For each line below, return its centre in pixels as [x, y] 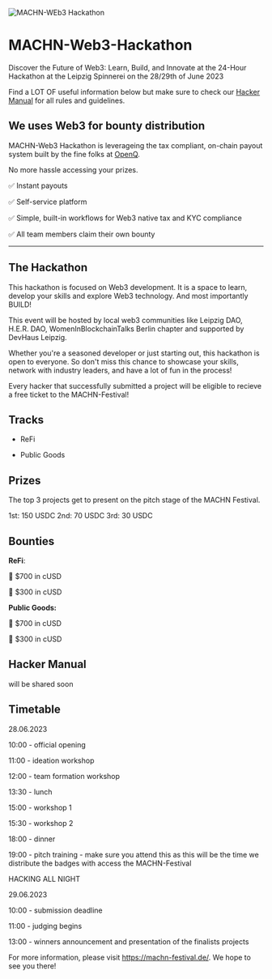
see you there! [32, 966]
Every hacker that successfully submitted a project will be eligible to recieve [135, 385]
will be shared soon [41, 683]
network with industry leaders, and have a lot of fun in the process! [120, 370]
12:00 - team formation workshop [64, 776]
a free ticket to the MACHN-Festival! [69, 394]
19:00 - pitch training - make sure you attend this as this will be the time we [134, 854]
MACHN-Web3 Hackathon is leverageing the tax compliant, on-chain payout [136, 145]
